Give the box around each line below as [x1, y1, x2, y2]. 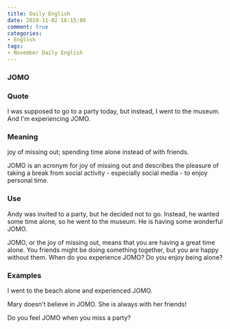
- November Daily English [7, 50, 83, 57]
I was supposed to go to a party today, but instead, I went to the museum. [7, 107, 220, 115]
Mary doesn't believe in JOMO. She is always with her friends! [7, 300, 187, 308]
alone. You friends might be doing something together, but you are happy [7, 246, 219, 254]
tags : [7, 43, 23, 50]
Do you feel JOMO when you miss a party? [7, 313, 131, 322]
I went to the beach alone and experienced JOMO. [7, 286, 153, 295]
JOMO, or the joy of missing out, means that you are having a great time [7, 238, 215, 246]
